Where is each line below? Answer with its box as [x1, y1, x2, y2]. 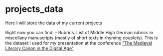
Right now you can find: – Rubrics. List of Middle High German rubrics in [5, 29, 154, 35]
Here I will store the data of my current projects [5, 20, 102, 26]
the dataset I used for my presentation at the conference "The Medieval [5, 40, 153, 46]
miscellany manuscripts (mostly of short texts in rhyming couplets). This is [5, 35, 158, 41]
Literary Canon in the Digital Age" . [5, 45, 75, 51]
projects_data [5, 3, 63, 15]
